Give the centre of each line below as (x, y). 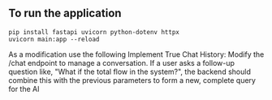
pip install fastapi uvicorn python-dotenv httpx (94, 32)
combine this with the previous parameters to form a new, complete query (132, 80)
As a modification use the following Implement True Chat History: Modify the (136, 54)
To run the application (65, 13)
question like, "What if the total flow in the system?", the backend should (130, 72)
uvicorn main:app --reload (54, 39)
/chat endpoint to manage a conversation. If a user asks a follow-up (122, 63)
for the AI (24, 89)
